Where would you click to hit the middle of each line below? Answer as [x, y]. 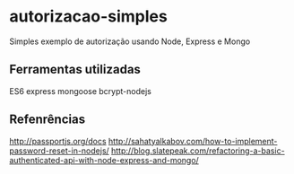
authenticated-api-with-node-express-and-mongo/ [104, 160]
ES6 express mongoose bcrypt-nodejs [81, 91]
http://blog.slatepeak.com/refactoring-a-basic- [198, 151]
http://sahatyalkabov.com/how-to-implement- [193, 141]
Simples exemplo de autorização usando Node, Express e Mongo [130, 41]
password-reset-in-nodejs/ [59, 151]
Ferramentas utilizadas [75, 70]
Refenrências [48, 120]
